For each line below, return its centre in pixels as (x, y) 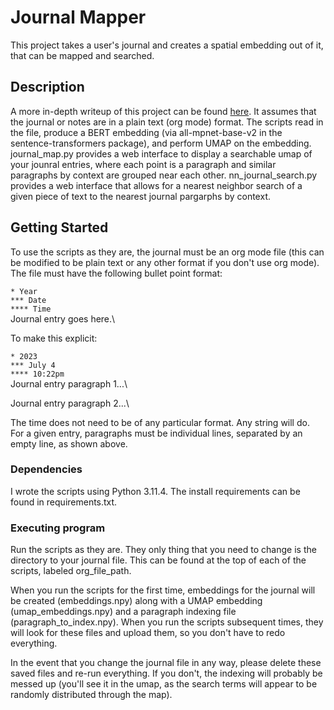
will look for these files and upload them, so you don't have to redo (148, 633)
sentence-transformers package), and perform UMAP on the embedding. (161, 143)
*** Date (28, 300)
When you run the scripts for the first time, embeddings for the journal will (163, 590)
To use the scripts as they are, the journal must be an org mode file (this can (167, 252)
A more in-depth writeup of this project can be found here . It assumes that (163, 111)
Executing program (58, 528)
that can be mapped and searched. (82, 55)
